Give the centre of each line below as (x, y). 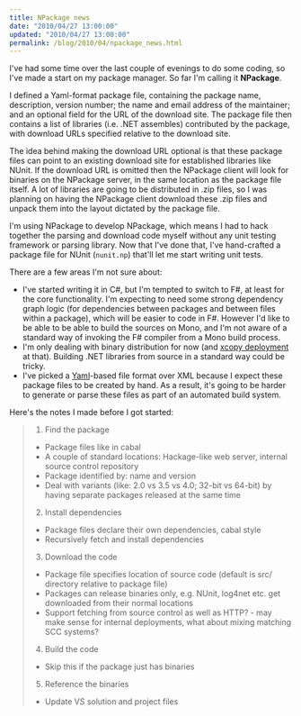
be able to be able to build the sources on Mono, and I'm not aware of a (155, 328)
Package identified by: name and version (120, 476)
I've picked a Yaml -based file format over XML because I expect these (152, 376)
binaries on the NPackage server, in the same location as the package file (146, 180)
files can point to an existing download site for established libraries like (140, 161)
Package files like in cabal (93, 448)
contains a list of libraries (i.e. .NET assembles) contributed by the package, (150, 124)
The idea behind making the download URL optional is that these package (146, 151)
